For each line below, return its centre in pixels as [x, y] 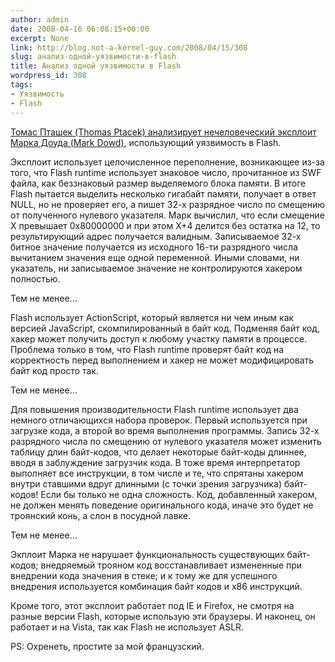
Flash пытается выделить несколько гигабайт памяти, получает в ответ [163, 193]
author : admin [40, 19]
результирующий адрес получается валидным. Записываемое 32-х [156, 236]
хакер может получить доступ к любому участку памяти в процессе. [159, 338]
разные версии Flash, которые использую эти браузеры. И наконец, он [163, 616]
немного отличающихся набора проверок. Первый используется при [159, 420]
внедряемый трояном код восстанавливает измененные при [171, 565]
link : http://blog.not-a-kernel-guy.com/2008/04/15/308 [129, 47]
